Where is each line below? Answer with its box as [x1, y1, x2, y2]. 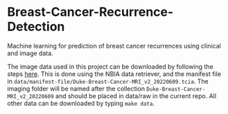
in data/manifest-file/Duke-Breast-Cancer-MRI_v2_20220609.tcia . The [7, 77, 209, 85]
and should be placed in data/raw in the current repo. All [55, 91, 217, 100]
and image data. [7, 49, 53, 57]
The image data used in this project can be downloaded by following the [7, 62, 213, 70]
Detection [7, 19, 65, 35]
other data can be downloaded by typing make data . [7, 99, 155, 107]
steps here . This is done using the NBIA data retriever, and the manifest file [7, 70, 222, 78]
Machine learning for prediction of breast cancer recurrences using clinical [7, 41, 222, 50]
